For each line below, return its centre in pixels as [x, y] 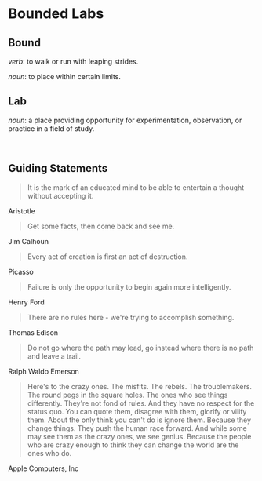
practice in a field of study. [51, 128]
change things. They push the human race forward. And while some [137, 428]
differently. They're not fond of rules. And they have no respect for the [141, 403]
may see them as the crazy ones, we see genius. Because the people [139, 436]
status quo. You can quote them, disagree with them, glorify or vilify [137, 411]
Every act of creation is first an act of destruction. [107, 257]
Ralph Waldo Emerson [44, 371]
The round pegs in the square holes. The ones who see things [127, 395]
